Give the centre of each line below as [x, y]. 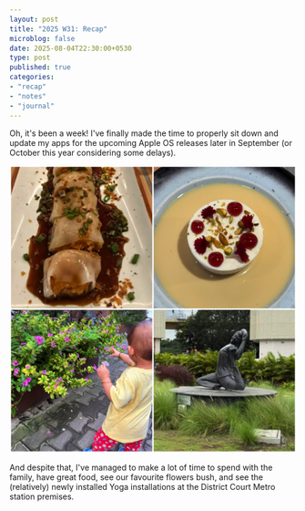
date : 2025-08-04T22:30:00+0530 [71, 48]
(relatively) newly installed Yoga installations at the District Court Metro [142, 486]
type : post [30, 58]
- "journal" [32, 106]
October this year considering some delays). [93, 152]
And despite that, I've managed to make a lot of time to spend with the [141, 467]
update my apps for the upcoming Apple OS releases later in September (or [151, 142]
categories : [32, 78]
